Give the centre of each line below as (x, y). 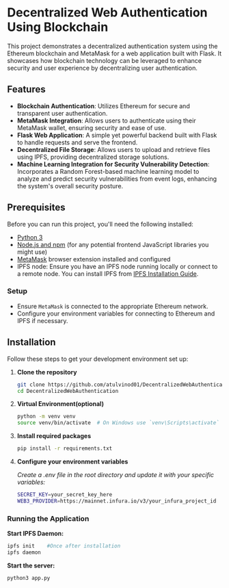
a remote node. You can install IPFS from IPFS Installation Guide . (108, 273)
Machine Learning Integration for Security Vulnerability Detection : (113, 164)
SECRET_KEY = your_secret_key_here (65, 495)
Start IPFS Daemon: (35, 534)
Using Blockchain (58, 27)
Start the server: (31, 565)
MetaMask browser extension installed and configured (94, 259)
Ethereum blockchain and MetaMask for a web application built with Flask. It (114, 53)
